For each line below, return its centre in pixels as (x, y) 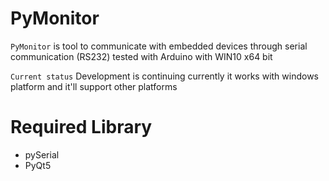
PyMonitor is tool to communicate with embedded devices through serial (159, 46)
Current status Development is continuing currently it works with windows (164, 76)
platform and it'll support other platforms (94, 86)
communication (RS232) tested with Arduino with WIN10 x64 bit (141, 56)
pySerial (42, 154)
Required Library (81, 127)
